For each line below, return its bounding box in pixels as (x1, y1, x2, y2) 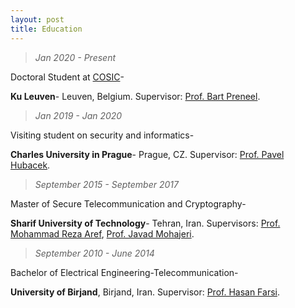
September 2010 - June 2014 (34, 247, 155, 259)
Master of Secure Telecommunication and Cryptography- (10, 197, 247, 210)
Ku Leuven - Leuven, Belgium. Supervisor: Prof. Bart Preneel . (10, 90, 261, 102)
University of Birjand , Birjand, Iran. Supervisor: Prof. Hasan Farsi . (10, 286, 280, 298)
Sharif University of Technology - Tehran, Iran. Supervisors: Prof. (10, 217, 281, 229)
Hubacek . (10, 159, 51, 171)
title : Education (10, 24, 83, 34)
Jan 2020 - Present (34, 51, 117, 63)
